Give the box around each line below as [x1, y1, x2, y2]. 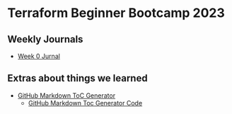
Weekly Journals [7, 33, 83, 45]
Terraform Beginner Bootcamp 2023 [7, 5, 225, 21]
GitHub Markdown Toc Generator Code [28, 98, 143, 107]
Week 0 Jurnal [17, 52, 60, 60]
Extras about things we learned [7, 72, 148, 84]
